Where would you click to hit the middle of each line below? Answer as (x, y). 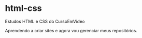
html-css (23, 8)
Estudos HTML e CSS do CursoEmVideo (45, 21)
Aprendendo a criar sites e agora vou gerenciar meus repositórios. (71, 30)
